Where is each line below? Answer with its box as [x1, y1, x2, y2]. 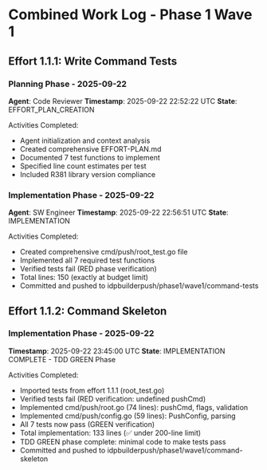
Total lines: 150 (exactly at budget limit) [19, 273, 149, 282]
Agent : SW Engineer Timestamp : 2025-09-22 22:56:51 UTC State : [8, 207, 229, 217]
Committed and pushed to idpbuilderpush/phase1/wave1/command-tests [19, 281, 259, 290]
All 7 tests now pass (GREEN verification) [19, 419, 155, 429]
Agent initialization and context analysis [19, 136, 151, 145]
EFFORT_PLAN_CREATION [8, 105, 95, 114]
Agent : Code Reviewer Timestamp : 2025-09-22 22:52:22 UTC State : [8, 96, 238, 105]
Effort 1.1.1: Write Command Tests [8, 54, 178, 68]
